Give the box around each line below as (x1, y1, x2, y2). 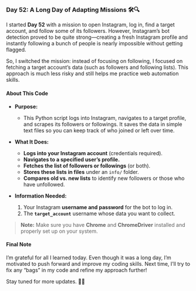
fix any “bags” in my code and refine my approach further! (6, 266, 147, 273)
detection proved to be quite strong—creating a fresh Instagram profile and (6, 34, 188, 41)
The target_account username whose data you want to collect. (23, 210, 175, 217)
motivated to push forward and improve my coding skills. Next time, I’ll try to (6, 260, 191, 267)
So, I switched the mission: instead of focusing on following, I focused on (6, 58, 183, 65)
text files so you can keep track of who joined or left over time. (23, 126, 175, 134)
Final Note (6, 241, 32, 248)
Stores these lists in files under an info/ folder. (23, 168, 139, 175)
